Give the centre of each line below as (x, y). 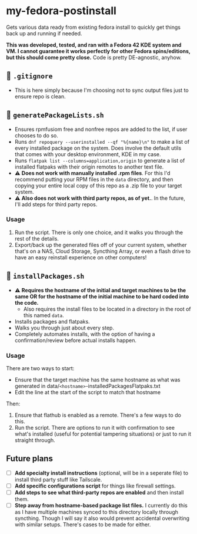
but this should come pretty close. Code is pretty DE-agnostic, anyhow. (94, 57)
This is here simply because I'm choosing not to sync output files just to (102, 90)
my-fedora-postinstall (61, 11)
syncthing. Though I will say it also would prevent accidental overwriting (102, 518)
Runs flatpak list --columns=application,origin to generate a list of (100, 160)
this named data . (44, 315)
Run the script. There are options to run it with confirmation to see (95, 427)
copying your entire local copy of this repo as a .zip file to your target (98, 185)
